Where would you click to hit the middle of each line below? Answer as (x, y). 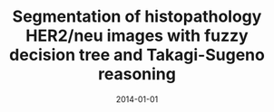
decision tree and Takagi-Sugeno (137, 55)
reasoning (137, 75)
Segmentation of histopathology (137, 17)
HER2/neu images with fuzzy (137, 36)
